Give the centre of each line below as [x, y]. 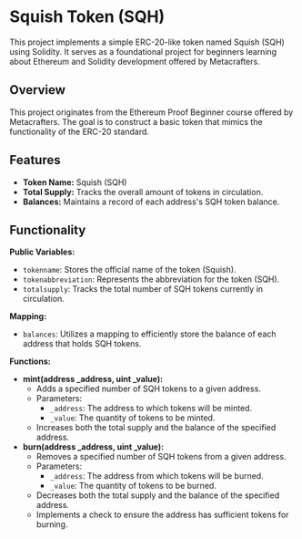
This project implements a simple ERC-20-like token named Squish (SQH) [147, 42]
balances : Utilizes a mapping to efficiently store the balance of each [149, 334]
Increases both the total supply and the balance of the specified [156, 428]
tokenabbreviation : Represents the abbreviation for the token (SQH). [151, 279]
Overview [38, 90]
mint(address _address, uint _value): [93, 379]
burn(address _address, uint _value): [93, 447]
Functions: [30, 361]
